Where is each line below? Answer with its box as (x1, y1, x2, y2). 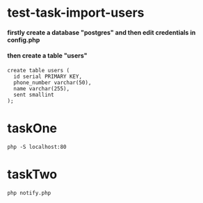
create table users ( (7, 67, 70, 74)
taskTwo (7, 167, 58, 182)
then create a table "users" (7, 51, 88, 60)
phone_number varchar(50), (13, 79, 92, 86)
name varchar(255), (13, 85, 70, 92)
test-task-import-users (7, 5, 145, 21)
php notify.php (7, 189, 51, 196)
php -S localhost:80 (7, 143, 67, 150)
